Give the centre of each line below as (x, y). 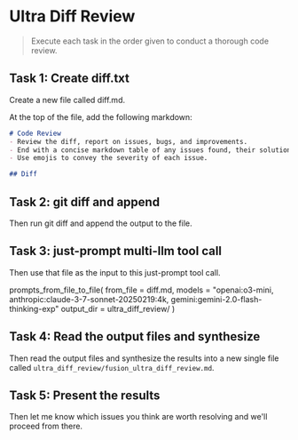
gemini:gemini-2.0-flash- (216, 299)
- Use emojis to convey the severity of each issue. (109, 158)
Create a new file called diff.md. (67, 100)
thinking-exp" (34, 308)
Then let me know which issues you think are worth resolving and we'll (138, 417)
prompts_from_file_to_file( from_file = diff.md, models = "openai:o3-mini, (141, 290)
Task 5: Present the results (85, 395)
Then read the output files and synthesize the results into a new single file (144, 358)
